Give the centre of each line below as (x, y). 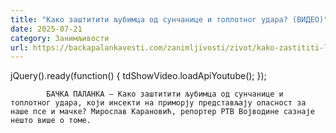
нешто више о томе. (51, 121)
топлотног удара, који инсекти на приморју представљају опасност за (158, 103)
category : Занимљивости (60, 38)
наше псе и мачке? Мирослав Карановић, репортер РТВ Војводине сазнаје (162, 112)
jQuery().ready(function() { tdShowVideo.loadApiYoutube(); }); (138, 76)
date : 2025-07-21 (46, 29)
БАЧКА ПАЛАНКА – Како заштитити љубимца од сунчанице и (165, 94)
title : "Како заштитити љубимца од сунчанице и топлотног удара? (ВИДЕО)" (169, 19)
